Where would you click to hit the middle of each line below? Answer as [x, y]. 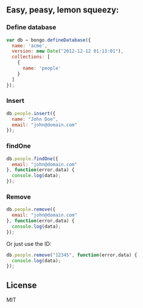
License [22, 285]
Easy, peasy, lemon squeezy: [63, 10]
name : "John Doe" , [35, 119]
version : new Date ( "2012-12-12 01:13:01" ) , [68, 51]
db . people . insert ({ [31, 113]
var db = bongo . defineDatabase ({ [49, 40]
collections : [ [31, 57]
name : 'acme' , [30, 46]
